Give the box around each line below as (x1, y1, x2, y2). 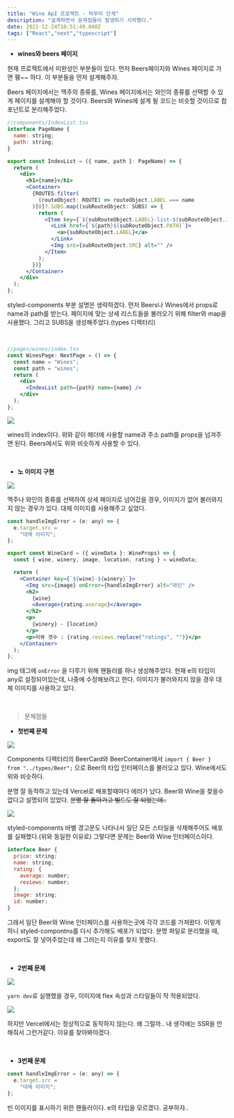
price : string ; (13, 853, 58, 860)
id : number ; (13, 898, 49, 906)
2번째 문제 (17, 964, 46, 972)
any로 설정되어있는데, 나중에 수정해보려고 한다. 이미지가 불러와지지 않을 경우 (7, 675, 214, 683)
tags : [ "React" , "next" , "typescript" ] (7, 29, 117, 37)
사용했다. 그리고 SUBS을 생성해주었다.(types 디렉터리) (7, 318, 156, 326)
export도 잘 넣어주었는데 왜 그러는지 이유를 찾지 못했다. (7, 935, 158, 944)
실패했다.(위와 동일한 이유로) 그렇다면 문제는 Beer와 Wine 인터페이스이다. (14, 832, 214, 841)
